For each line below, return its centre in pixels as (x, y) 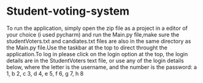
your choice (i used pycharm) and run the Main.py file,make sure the (93, 34)
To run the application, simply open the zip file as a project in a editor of (97, 28)
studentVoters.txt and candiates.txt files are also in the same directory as (99, 41)
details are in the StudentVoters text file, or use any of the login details (95, 60)
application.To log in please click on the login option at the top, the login (97, 54)
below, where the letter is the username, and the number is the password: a (102, 67)
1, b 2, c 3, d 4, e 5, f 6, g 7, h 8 (45, 73)
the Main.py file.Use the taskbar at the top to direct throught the (87, 48)
